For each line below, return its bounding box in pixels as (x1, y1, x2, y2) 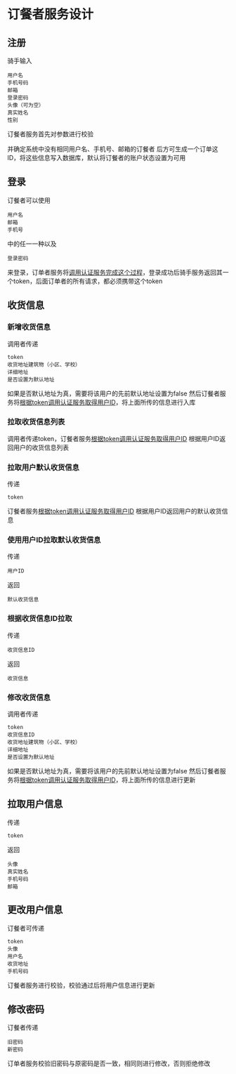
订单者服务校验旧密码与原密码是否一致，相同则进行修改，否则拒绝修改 (7, 1059, 211, 1068)
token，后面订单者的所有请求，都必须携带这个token (13, 277, 163, 285)
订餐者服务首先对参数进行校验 (7, 130, 93, 138)
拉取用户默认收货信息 (7, 462, 79, 472)
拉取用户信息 (7, 798, 63, 810)
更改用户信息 (7, 904, 63, 916)
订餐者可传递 (7, 924, 44, 932)
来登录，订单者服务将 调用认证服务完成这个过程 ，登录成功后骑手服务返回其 (7, 268, 223, 276)
